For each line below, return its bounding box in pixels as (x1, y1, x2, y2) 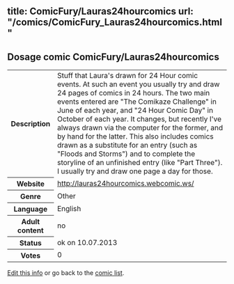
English (56, 203, 81, 213)
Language (13, 204, 47, 214)
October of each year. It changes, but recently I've (56, 114, 221, 124)
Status (19, 238, 42, 248)
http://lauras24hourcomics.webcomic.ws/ (56, 178, 194, 188)
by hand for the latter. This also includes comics (56, 132, 214, 141)
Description (10, 118, 51, 128)
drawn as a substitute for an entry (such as (56, 141, 198, 150)
